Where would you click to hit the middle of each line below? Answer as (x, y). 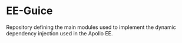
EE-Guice (29, 11)
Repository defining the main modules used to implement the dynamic (91, 27)
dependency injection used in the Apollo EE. (59, 33)
